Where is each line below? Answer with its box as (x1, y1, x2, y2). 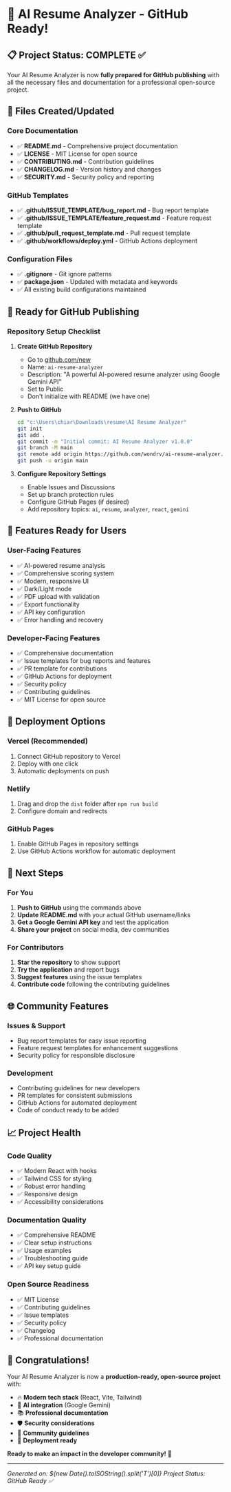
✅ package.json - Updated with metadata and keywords (16, 278, 178, 286)
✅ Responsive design (16, 1190, 78, 1198)
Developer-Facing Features (7, 633, 100, 643)
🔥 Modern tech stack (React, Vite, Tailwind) (16, 1393, 142, 1402)
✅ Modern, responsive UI (16, 577, 89, 585)
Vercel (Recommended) (7, 737, 88, 746)
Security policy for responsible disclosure (16, 1051, 135, 1060)
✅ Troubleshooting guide (16, 1254, 88, 1263)
